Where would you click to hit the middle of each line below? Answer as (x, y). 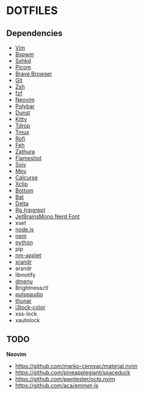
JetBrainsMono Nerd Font (47, 216)
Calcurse (26, 177)
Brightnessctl (32, 288)
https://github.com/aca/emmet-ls (57, 385)
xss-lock (26, 314)
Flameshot (28, 158)
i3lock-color (30, 307)
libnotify (25, 275)
